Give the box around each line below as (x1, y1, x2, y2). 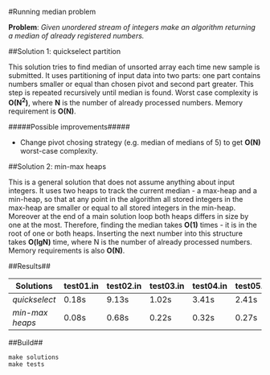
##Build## (8, 337, 43, 347)
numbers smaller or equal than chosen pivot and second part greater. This (8, 80, 255, 89)
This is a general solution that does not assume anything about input (8, 177, 235, 187)
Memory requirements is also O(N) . (8, 245, 125, 255)
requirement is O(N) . (8, 106, 76, 116)
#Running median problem (8, 7, 96, 16)
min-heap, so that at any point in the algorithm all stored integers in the (8, 194, 243, 204)
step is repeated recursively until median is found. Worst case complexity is (8, 88, 259, 97)
